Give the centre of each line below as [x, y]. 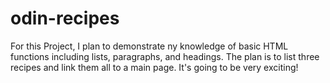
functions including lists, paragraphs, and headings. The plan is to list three [165, 56]
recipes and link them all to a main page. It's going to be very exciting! [154, 67]
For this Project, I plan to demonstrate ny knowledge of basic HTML [149, 46]
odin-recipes [65, 18]
